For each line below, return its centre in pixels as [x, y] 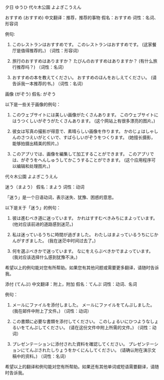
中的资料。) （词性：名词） [42, 356]
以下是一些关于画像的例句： [33, 104]
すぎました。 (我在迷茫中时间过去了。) [58, 241]
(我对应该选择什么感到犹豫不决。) [45, 257]
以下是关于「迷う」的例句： [33, 208]
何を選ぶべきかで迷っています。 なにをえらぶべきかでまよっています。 [83, 251]
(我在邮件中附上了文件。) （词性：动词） [52, 311]
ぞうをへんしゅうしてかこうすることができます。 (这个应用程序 [88, 160]
